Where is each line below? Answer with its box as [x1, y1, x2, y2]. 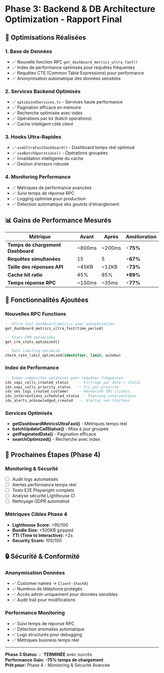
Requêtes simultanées [7, 255, 61, 262]
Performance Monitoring [5, 610, 65, 616]
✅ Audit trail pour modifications [12, 597, 76, 603]
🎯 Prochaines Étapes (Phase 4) [5, 450, 101, 459]
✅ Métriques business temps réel [12, 637, 80, 643]
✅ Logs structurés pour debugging [12, 631, 82, 637]
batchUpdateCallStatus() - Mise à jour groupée [12, 426, 109, 432]
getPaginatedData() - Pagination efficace [12, 431, 97, 437]
